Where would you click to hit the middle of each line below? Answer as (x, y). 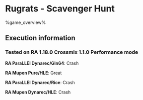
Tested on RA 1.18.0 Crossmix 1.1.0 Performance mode (71, 52)
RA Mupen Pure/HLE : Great (34, 73)
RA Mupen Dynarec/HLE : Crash (38, 92)
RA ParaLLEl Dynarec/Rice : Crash (40, 82)
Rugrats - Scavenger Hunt (60, 9)
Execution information (40, 38)
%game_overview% (26, 22)
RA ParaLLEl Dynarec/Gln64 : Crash (42, 63)
